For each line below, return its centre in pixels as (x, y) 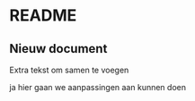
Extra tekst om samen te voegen (69, 70)
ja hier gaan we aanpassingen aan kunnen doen (98, 87)
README (43, 16)
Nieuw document (58, 49)
